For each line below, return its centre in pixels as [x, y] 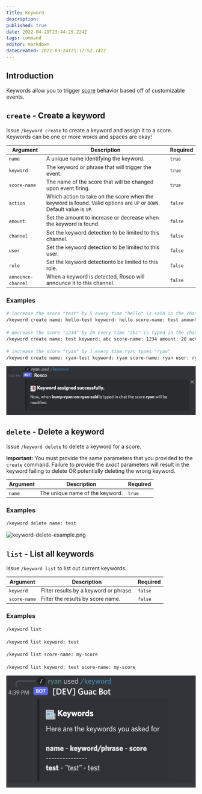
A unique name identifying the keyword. [95, 159]
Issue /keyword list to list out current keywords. [67, 568]
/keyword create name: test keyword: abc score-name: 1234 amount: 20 [96, 339]
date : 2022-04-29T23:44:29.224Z [47, 32]
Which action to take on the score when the [100, 196]
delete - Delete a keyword [55, 432]
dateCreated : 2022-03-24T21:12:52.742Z [56, 51]
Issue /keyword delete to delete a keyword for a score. [74, 446]
